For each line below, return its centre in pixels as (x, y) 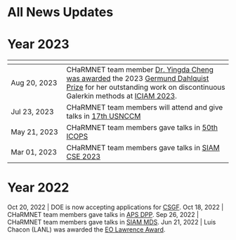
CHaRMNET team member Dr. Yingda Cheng (140, 69)
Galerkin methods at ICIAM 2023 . (122, 96)
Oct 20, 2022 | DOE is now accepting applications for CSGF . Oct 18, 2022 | (116, 207)
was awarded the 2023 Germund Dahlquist (138, 79)
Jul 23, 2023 (32, 112)
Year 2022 (38, 188)
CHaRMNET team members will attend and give (145, 107)
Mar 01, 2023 (34, 152)
